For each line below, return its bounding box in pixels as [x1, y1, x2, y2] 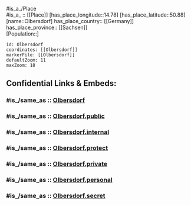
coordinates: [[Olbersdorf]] [6, 47, 78, 53]
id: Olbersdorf [6, 41, 44, 47]
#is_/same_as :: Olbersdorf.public [6, 112, 105, 120]
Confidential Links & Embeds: [6, 78, 117, 88]
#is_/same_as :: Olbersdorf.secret [6, 191, 106, 200]
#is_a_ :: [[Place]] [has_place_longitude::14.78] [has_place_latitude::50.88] [6, 11, 186, 18]
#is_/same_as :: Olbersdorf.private [6, 160, 108, 168]
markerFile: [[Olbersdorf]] [6, 52, 75, 58]
